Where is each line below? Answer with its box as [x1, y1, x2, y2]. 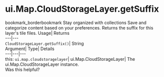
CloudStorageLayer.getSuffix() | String [5, 40, 84, 46]
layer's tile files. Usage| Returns [5, 30, 70, 36]
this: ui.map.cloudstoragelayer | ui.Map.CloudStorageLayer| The [5, 56, 135, 62]
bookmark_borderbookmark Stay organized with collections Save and [5, 20, 147, 26]
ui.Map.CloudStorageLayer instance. [5, 61, 79, 67]
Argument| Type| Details [5, 46, 55, 51]
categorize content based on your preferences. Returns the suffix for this [5, 25, 154, 30]
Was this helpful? [5, 66, 40, 72]
